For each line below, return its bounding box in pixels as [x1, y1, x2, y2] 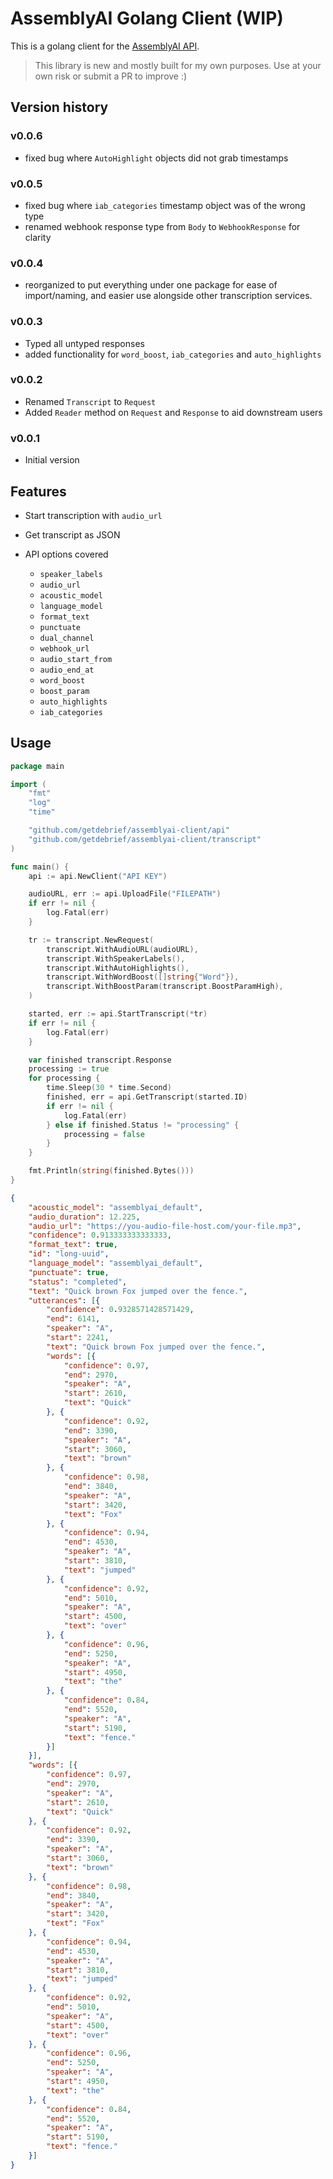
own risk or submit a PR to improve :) [34, 70, 188, 82]
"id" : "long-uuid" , [28, 1249, 110, 1259]
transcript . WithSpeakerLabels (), [46, 953, 186, 964]
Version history [10, 99, 109, 116]
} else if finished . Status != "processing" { [46, 1120, 240, 1130]
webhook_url [39, 643, 90, 654]
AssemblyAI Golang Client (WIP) [10, 7, 284, 30]
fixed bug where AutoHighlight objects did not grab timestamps [24, 152, 289, 164]
